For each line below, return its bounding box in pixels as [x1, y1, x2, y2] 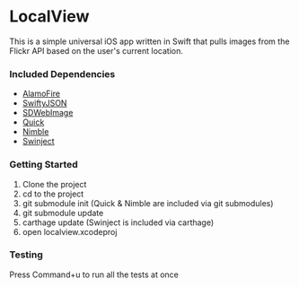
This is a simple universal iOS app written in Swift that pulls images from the [9, 36, 290, 47]
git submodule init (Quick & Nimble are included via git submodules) [22, 197, 274, 208]
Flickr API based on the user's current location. [9, 45, 184, 56]
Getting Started [9, 159, 78, 171]
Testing [9, 248, 43, 261]
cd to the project [22, 188, 84, 199]
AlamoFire [22, 88, 61, 100]
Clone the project [22, 178, 87, 189]
